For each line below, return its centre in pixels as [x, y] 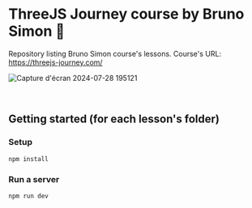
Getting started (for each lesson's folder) [114, 119]
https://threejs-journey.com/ [56, 62]
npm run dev [28, 196]
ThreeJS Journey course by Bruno [126, 14]
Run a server [34, 179]
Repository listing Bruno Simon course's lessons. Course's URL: [115, 53]
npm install [28, 159]
